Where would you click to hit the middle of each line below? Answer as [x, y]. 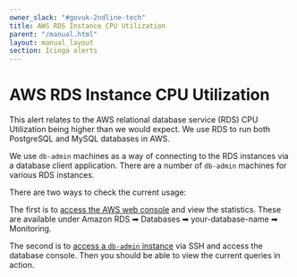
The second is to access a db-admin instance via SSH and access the [136, 246]
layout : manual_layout [51, 42]
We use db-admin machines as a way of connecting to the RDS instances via [149, 156]
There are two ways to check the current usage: [98, 192]
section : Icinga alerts [54, 51]
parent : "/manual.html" [54, 34]
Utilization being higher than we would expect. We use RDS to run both [140, 130]
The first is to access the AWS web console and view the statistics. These [145, 210]
